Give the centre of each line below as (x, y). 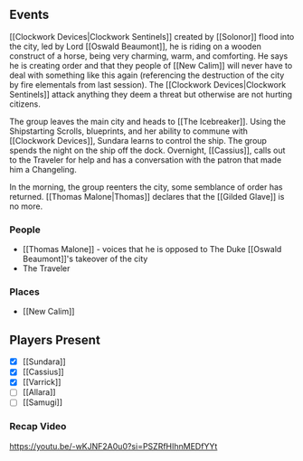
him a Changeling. (43, 169)
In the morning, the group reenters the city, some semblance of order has (146, 187)
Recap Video (38, 427)
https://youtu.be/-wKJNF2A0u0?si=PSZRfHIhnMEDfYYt (114, 446)
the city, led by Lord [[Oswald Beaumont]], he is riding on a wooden (136, 46)
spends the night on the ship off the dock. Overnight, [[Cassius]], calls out (147, 150)
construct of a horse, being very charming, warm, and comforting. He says (149, 56)
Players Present (55, 339)
